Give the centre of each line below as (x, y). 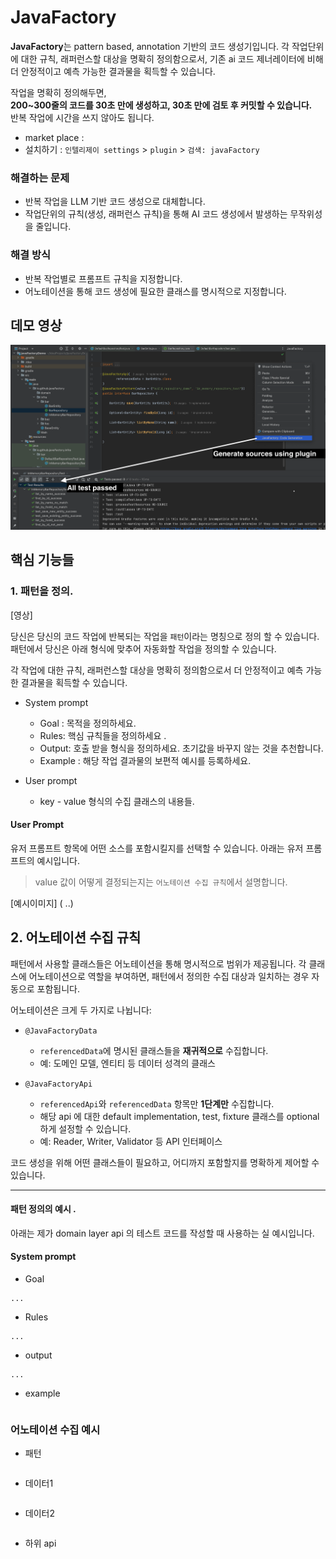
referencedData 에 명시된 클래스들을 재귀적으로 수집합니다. (154, 1050)
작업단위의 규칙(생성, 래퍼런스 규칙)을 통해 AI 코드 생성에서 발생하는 (156, 214)
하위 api (40, 1543)
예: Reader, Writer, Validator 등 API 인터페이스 (131, 1141)
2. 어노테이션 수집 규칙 (76, 937)
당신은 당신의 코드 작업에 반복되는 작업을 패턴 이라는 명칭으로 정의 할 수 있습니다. (165, 636)
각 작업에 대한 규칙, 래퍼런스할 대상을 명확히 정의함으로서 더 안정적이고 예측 (157, 670)
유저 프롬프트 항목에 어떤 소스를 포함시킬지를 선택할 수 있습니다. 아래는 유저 (157, 848)
